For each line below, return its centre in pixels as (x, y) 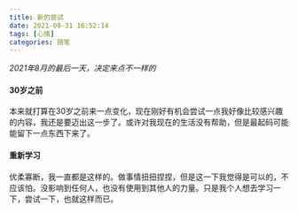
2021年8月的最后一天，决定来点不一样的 (83, 68)
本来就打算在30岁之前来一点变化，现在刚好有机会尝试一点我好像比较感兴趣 (146, 111)
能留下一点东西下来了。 (52, 133)
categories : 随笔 (40, 42)
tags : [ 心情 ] (32, 34)
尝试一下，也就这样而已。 (71, 199)
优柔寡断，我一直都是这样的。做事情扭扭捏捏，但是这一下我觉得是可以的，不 (149, 177)
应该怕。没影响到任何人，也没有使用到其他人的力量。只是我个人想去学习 (141, 187)
